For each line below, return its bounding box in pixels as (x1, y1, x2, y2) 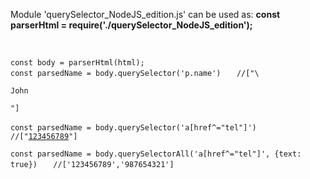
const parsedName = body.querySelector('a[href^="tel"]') (10, 123, 257, 133)
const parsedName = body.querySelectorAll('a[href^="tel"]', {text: (10, 149, 302, 159)
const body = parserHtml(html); (10, 58, 145, 68)
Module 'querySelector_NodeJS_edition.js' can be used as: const (10, 9, 281, 20)
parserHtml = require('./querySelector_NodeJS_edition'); (10, 19, 253, 31)
